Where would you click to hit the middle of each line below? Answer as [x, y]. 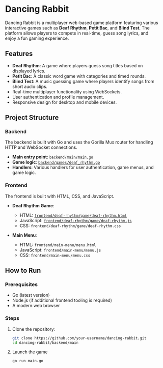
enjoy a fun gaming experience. [37, 38]
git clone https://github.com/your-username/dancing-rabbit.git [79, 338]
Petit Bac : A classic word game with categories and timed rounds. [79, 76]
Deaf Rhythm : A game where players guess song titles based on [78, 65]
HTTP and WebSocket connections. [41, 147]
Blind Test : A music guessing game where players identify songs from [83, 81]
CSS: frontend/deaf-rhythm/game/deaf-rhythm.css [70, 226]
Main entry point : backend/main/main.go [53, 157]
